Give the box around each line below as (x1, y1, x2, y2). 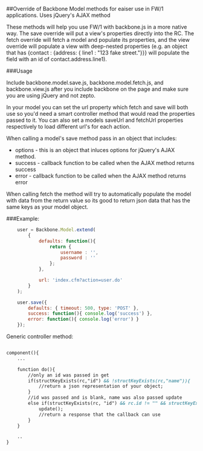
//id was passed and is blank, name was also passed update (28, 395, 182, 401)
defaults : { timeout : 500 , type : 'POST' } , (28, 305, 139, 311)
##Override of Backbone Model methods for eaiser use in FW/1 (6, 5, 164, 12)
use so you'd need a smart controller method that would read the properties (6, 110, 195, 117)
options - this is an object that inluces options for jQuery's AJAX (14, 147, 175, 153)
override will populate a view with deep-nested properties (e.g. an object (6, 42, 188, 50)
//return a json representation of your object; (38, 383, 164, 390)
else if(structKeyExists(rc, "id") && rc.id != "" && (28, 400, 166, 406)
